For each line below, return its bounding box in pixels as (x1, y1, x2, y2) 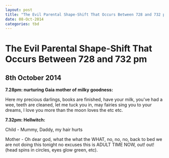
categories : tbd (5, 21, 39, 27)
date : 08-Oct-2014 (5, 17, 44, 22)
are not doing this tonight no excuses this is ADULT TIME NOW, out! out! (5, 141, 154, 148)
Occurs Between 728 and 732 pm (5, 54, 147, 65)
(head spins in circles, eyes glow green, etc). (5, 147, 98, 153)
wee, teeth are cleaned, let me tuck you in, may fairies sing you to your (5, 102, 152, 108)
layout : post (5, 7, 33, 13)
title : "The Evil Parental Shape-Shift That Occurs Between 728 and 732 (5, 12, 161, 17)
